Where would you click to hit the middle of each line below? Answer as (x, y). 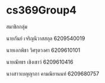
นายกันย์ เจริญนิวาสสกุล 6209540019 (46, 38)
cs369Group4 (42, 10)
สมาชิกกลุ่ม (17, 26)
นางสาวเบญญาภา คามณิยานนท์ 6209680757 (53, 74)
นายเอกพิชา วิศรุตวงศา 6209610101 (43, 50)
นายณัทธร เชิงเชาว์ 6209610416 (40, 62)
